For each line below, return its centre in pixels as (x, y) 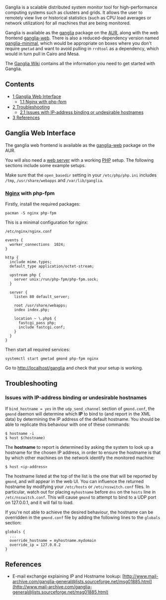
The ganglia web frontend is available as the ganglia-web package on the (80, 145)
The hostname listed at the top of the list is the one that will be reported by (81, 476)
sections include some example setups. (45, 165)
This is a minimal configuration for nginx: (47, 222)
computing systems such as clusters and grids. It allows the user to (74, 12)
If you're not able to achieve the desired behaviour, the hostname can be (79, 512)
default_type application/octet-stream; (52, 266)
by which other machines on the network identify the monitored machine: (80, 458)
